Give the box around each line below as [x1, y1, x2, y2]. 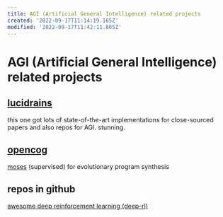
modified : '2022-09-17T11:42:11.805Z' [7, 23, 122, 30]
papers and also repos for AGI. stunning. [7, 123, 125, 131]
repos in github [7, 183, 76, 195]
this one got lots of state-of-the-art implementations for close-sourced [7, 116, 214, 124]
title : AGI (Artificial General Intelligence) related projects [7, 10, 201, 18]
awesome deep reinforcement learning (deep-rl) [7, 202, 149, 210]
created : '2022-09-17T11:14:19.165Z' [7, 17, 119, 24]
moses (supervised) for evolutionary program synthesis [7, 163, 170, 171]
